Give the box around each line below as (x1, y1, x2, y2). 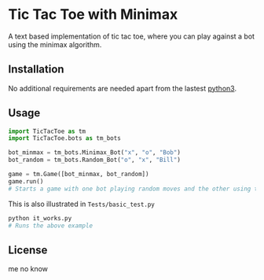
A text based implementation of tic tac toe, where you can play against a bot (8, 31, 255, 41)
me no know (8, 264, 49, 274)
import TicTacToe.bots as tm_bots (8, 134, 122, 142)
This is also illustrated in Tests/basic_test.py (8, 199, 156, 208)
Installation (8, 63, 64, 76)
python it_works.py (8, 214, 72, 222)
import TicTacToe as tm (8, 127, 86, 135)
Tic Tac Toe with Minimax (8, 6, 178, 24)
